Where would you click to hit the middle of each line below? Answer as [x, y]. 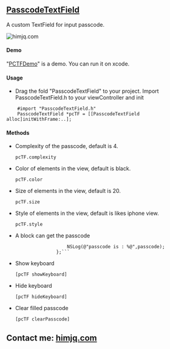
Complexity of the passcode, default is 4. [66, 146]
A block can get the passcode [53, 235]
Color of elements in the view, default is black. [73, 169]
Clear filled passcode [42, 308]
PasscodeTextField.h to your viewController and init [79, 98]
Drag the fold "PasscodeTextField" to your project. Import [87, 91]
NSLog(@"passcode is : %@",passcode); [116, 247]
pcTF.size [28, 202]
